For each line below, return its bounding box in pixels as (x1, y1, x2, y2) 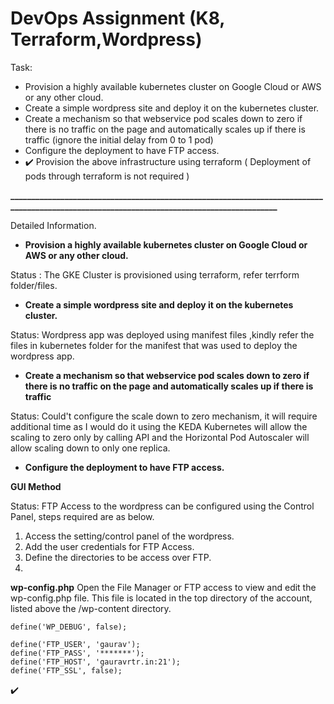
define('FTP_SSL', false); (10, 665, 123, 676)
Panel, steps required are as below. (10, 510, 155, 522)
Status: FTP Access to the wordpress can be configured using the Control (10, 500, 315, 512)
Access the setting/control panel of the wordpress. (24, 530, 235, 542)
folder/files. (10, 279, 58, 291)
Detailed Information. (10, 219, 97, 231)
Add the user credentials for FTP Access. (24, 540, 195, 552)
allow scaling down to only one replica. (10, 442, 171, 454)
